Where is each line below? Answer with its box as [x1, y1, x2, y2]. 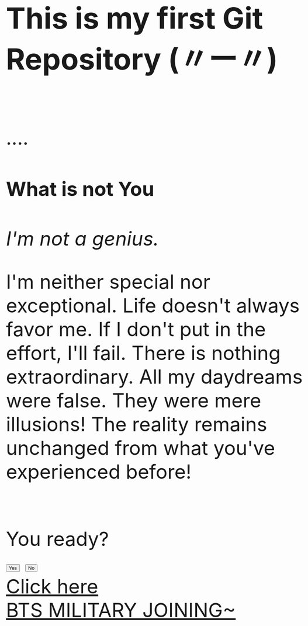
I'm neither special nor [6, 269, 211, 294]
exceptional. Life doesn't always [6, 293, 300, 318]
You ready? [6, 526, 109, 551]
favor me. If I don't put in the [6, 317, 267, 341]
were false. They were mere [6, 388, 262, 413]
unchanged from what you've [6, 435, 275, 461]
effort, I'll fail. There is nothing [6, 341, 281, 365]
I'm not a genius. [6, 226, 160, 251]
